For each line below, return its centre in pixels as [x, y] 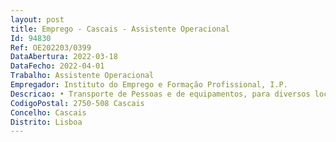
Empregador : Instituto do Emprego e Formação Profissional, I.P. [149, 85]
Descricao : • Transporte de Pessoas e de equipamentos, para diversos [160, 94]
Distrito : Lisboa [46, 122]
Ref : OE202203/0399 [51, 47]
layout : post [37, 19]
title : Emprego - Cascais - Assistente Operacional [120, 29]
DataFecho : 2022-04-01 [57, 66]
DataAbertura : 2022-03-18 [64, 57]
